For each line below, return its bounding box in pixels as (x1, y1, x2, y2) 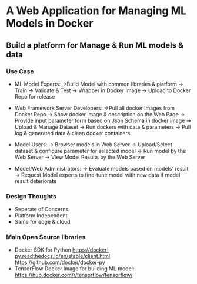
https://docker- (72, 246, 109, 253)
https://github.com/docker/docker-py (14, 259, 105, 266)
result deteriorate (14, 177, 57, 184)
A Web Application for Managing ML (6, 4, 187, 18)
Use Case (6, 67, 34, 75)
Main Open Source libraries (6, 233, 86, 241)
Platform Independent (14, 212, 68, 219)
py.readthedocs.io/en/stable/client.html (14, 253, 111, 260)
